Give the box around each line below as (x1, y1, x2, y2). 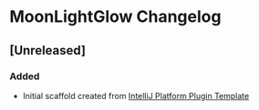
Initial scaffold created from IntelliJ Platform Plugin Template (22, 90, 250, 101)
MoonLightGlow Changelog (9, 6, 222, 27)
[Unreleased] (9, 43, 87, 58)
